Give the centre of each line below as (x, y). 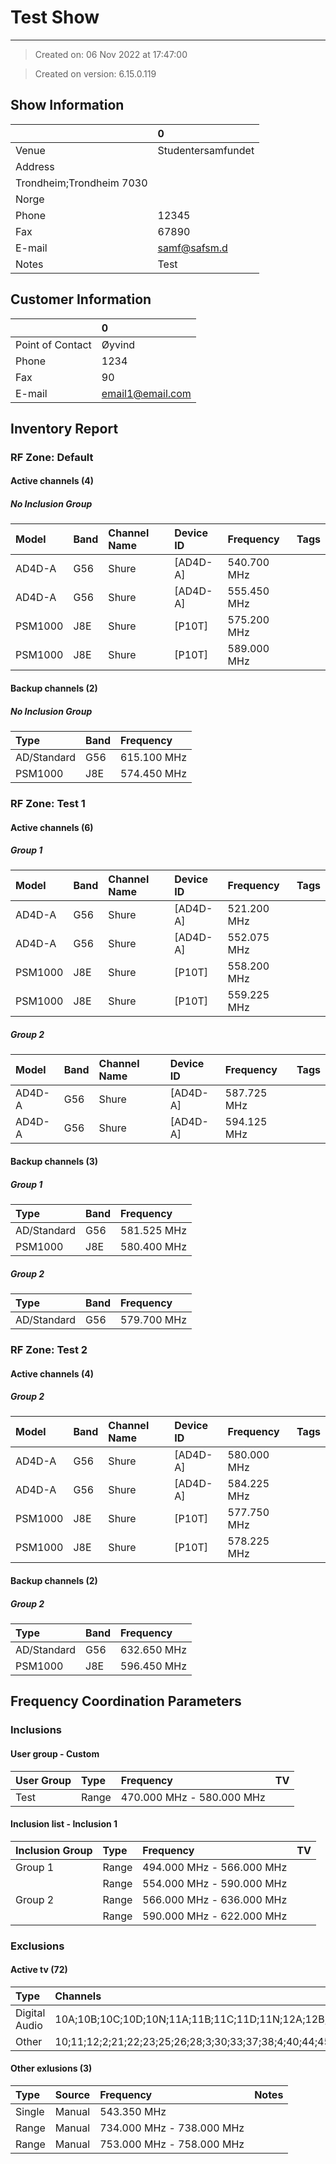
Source (72, 2095)
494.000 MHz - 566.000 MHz (215, 1867)
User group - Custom (55, 1753)
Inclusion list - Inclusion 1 (64, 1824)
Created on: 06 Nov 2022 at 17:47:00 (111, 54)
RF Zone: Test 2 (49, 1349)
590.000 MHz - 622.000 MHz (215, 1916)
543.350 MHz (133, 2112)
